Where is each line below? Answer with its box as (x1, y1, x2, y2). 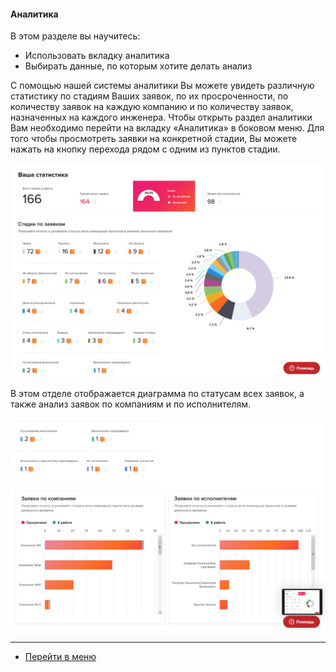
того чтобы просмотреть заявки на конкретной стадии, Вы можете (10, 133, 298, 145)
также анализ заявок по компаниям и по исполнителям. (10, 398, 252, 410)
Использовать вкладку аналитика (24, 50, 170, 62)
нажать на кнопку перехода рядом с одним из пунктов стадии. (10, 143, 281, 155)
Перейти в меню (24, 650, 97, 662)
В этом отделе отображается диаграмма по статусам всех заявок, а (10, 387, 305, 399)
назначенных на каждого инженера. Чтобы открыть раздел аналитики (10, 111, 313, 124)
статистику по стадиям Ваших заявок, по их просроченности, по (10, 90, 289, 102)
